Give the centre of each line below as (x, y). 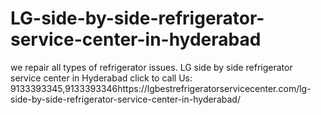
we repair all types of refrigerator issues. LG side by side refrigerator (151, 67)
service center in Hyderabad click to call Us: (101, 78)
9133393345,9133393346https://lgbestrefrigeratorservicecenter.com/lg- (161, 88)
